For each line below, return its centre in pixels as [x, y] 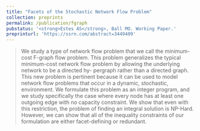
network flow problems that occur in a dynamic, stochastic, [95, 83]
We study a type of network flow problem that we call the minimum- [105, 51]
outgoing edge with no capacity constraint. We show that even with [105, 102]
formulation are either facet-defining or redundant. [84, 121]
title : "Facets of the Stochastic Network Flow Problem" [79, 12]
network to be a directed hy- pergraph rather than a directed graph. [105, 70]
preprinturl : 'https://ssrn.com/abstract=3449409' [71, 34]
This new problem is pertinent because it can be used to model [99, 77]
